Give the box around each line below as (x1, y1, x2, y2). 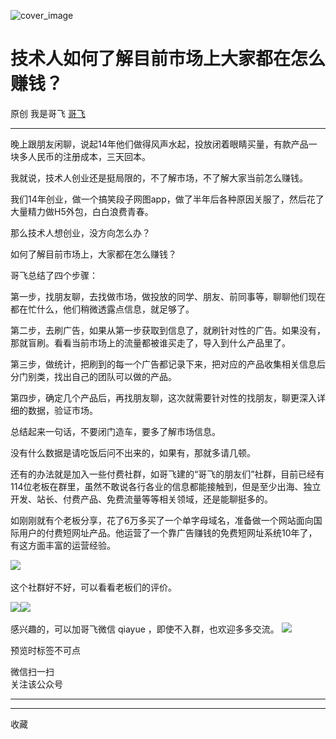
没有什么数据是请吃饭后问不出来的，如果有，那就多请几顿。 (10, 446, 256, 459)
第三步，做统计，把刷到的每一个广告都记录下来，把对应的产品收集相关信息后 (10, 358, 326, 370)
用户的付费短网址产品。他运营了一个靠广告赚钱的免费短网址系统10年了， (18, 526, 318, 539)
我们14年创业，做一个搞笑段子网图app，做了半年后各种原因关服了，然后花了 (10, 193, 325, 205)
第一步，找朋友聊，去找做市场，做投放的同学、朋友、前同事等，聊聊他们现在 (10, 290, 326, 302)
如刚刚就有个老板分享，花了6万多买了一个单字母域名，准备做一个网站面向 (10, 514, 314, 526)
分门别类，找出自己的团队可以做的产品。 (10, 370, 177, 382)
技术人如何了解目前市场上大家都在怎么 (10, 48, 327, 70)
